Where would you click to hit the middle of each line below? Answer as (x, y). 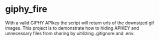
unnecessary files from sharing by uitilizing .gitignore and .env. (70, 33)
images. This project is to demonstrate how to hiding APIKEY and (72, 28)
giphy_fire (26, 9)
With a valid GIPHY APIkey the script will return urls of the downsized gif (80, 23)
